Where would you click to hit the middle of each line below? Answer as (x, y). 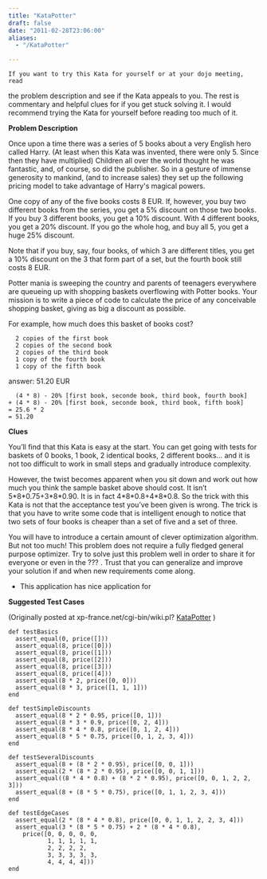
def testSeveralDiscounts (51, 758)
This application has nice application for (85, 587)
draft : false (30, 23)
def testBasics (33, 632)
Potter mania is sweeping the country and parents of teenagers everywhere (132, 283)
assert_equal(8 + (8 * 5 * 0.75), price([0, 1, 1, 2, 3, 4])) (121, 793)
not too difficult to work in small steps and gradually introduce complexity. (130, 464)
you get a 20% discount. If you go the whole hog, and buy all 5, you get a (129, 227)
